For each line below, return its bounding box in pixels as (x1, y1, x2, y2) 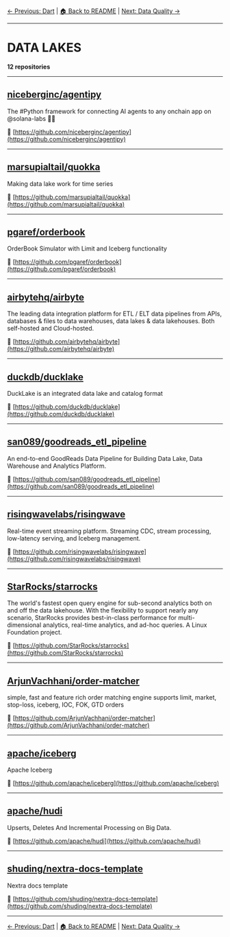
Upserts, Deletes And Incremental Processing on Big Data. (7, 823, 172, 831)
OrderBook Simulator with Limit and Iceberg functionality (7, 244, 168, 253)
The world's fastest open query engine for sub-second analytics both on (7, 599, 212, 607)
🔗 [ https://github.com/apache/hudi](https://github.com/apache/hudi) (7, 837, 201, 845)
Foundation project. (7, 628, 62, 637)
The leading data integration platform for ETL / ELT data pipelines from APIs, (7, 309, 222, 318)
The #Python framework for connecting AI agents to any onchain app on (7, 107, 212, 115)
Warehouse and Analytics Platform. (7, 462, 107, 470)
